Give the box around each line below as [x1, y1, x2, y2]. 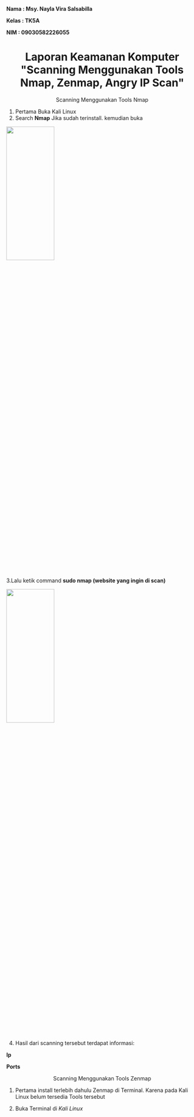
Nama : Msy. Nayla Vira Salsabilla [6, 5, 93, 12]
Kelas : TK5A [6, 17, 40, 24]
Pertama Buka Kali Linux [15, 108, 77, 115]
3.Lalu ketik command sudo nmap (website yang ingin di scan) [6, 577, 166, 584]
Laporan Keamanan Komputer [25, 50, 179, 64]
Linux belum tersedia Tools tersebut [15, 1093, 105, 1100]
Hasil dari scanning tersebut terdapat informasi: [15, 1039, 135, 1046]
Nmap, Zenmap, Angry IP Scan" [20, 76, 184, 90]
